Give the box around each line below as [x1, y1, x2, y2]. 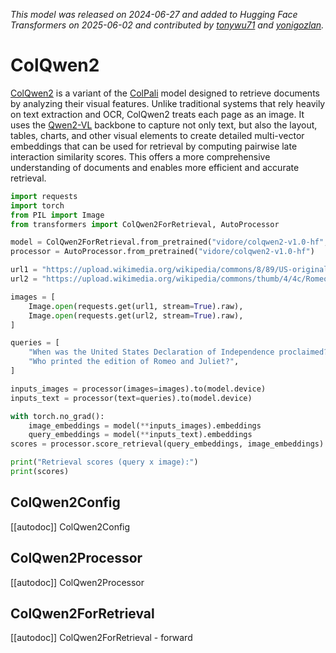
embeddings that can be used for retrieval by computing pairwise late [10, 140, 298, 152]
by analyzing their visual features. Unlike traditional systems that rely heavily [10, 97, 326, 109]
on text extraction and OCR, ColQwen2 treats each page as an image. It [10, 108, 305, 120]
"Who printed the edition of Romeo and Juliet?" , [28, 357, 240, 367]
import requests [10, 191, 78, 201]
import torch [10, 200, 65, 211]
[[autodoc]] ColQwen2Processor [10, 576, 145, 588]
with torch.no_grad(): [10, 411, 105, 421]
